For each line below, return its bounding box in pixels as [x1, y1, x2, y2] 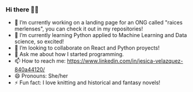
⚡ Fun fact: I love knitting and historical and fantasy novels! [14, 79, 161, 86]
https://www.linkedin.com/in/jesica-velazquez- [67, 57, 183, 65]
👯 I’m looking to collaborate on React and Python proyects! [14, 44, 160, 51]
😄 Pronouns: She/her [14, 72, 69, 79]
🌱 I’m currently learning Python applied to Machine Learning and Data [14, 32, 188, 39]
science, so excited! [14, 38, 64, 45]
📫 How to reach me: [14, 57, 66, 65]
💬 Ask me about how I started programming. [14, 51, 124, 58]
